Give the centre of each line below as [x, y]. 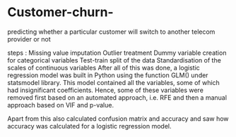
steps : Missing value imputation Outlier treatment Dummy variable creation [117, 53]
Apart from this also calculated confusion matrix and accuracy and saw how [118, 118]
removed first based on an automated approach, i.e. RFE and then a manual [117, 97]
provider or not [29, 39]
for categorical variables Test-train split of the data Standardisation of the [114, 60]
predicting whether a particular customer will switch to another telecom [111, 32]
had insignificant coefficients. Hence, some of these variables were [105, 90]
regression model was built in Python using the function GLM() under [108, 75]
